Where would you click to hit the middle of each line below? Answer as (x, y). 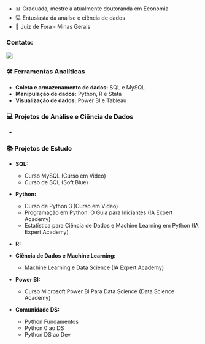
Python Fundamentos (51, 322)
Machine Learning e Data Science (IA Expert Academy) (94, 267)
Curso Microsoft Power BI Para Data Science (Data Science (99, 291)
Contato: (20, 42)
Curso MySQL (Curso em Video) (65, 176)
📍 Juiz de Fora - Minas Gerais (53, 27)
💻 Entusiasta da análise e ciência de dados (70, 18)
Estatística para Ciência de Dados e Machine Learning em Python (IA (112, 226)
